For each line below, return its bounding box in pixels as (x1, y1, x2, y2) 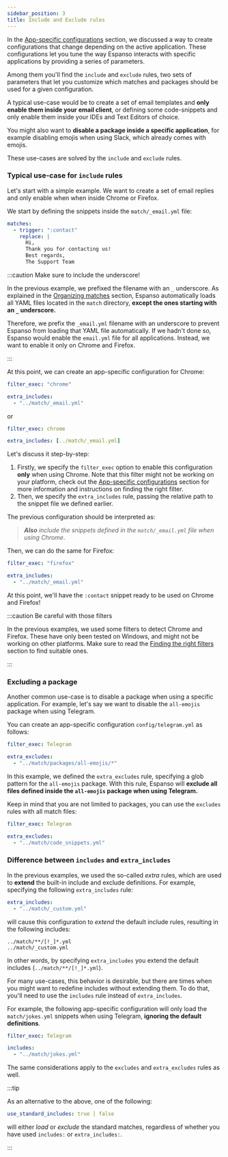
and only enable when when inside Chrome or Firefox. (7, 193, 159, 202)
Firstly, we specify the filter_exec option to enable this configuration (16, 463, 213, 471)
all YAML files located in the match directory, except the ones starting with (7, 299, 217, 307)
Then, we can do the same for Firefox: (7, 547, 115, 555)
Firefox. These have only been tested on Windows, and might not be (7, 632, 199, 640)
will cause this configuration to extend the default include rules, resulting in (7, 917, 218, 925)
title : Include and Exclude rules (7, 16, 106, 23)
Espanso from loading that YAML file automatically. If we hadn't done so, (7, 326, 212, 334)
